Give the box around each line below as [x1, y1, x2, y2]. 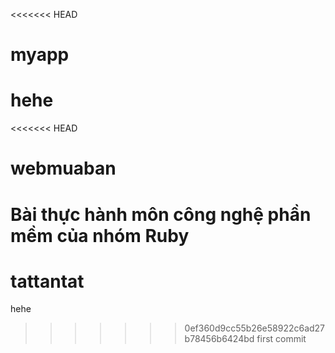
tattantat [10, 270, 85, 293]
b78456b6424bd [184, 333, 255, 345]
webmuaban [10, 157, 117, 180]
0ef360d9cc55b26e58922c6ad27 [184, 322, 326, 334]
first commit [256, 333, 307, 345]
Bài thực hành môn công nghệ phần [10, 203, 312, 226]
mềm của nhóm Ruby [10, 224, 190, 247]
